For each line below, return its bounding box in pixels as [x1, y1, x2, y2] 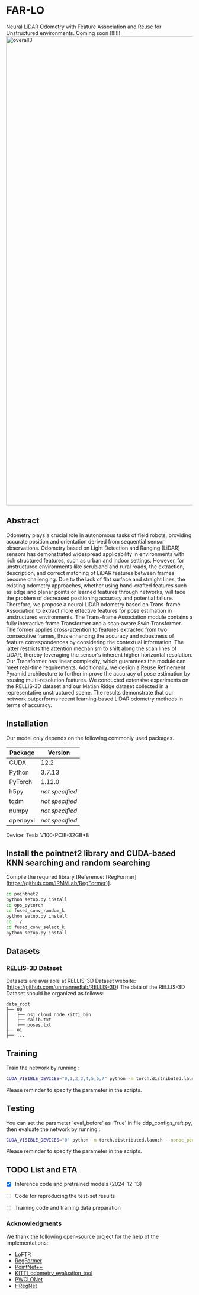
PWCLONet [14, 1275, 43, 1283]
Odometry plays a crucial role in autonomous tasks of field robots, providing [6, 531, 192, 539]
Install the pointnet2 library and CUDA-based [6, 848, 176, 859]
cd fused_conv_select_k [6, 924, 65, 930]
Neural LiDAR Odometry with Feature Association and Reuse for [6, 23, 162, 30]
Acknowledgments [6, 1219, 62, 1227]
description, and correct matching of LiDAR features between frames [6, 569, 175, 576]
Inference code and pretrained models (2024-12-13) [14, 1181, 142, 1188]
